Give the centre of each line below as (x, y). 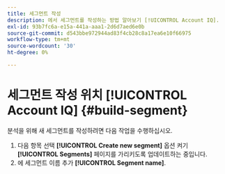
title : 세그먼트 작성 (34, 14)
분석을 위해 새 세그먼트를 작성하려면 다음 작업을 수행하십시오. (90, 130)
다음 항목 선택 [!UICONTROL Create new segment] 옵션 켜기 (103, 145)
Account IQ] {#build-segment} (98, 110)
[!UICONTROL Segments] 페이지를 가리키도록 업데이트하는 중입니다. (112, 154)
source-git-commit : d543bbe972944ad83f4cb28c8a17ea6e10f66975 (99, 33)
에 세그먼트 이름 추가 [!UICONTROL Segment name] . (91, 163)
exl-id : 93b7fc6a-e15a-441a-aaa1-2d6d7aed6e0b (76, 26)
